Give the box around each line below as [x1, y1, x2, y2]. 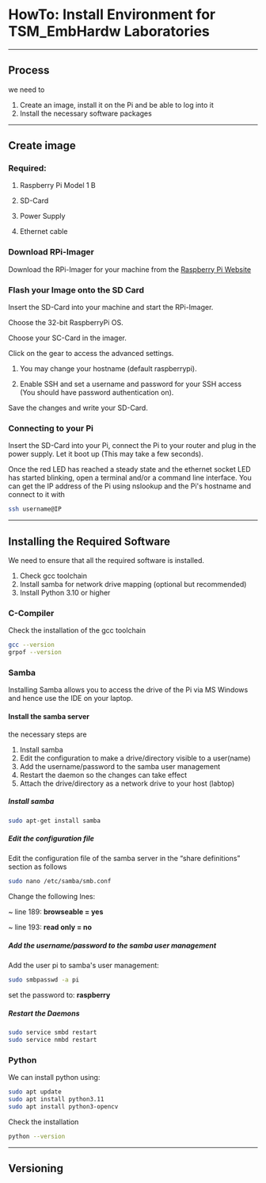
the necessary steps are [8, 729, 87, 739]
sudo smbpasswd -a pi [8, 976, 80, 984]
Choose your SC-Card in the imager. [8, 333, 127, 343]
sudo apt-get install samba [8, 817, 101, 825]
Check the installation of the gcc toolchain [8, 626, 146, 635]
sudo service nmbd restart [8, 1036, 97, 1043]
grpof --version [8, 649, 62, 657]
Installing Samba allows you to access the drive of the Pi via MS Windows [8, 685, 249, 695]
